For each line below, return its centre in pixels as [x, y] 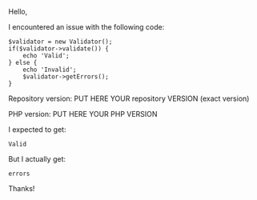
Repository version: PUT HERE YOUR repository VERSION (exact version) [129, 98]
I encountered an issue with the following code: [86, 27]
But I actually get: [37, 159]
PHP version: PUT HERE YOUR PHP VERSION [83, 114]
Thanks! [22, 188]
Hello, [18, 12]
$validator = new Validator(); [60, 42]
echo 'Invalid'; [50, 70]
